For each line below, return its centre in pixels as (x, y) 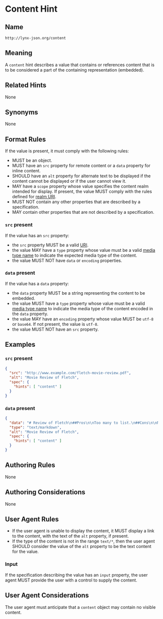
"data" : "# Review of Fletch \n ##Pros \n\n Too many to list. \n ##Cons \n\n (83, 423)
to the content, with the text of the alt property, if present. (70, 536)
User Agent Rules (32, 519)
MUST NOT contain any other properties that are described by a (76, 202)
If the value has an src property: (37, 235)
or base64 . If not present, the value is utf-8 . (55, 324)
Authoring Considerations (45, 492)
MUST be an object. (32, 160)
